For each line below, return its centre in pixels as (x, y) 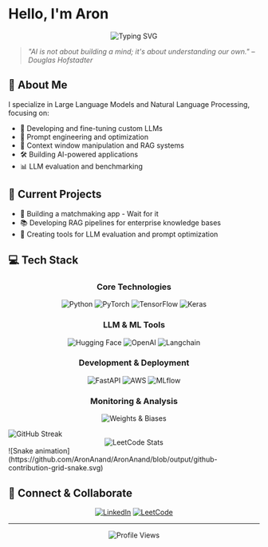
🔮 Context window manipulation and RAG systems (102, 145)
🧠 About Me (38, 85)
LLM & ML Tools (134, 325)
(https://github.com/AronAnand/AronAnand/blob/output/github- (113, 459)
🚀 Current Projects (55, 194)
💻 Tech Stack (43, 260)
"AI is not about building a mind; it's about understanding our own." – (141, 51)
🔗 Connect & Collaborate (71, 493)
